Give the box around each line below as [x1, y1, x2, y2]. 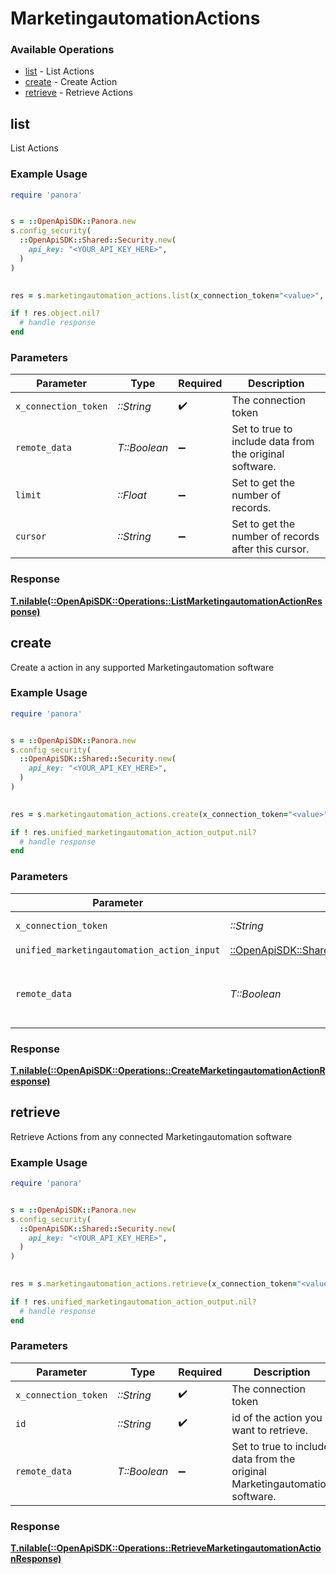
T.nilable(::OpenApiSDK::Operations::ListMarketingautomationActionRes [10, 595, 323, 607]
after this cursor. [231, 542, 310, 556]
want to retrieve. [231, 1423, 309, 1437]
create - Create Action [24, 76, 118, 88]
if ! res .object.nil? [10, 308, 101, 319]
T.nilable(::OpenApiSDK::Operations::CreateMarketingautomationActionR [10, 1064, 326, 1076]
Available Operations [10, 43, 115, 57]
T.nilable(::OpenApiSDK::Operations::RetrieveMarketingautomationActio [10, 1542, 322, 1554]
